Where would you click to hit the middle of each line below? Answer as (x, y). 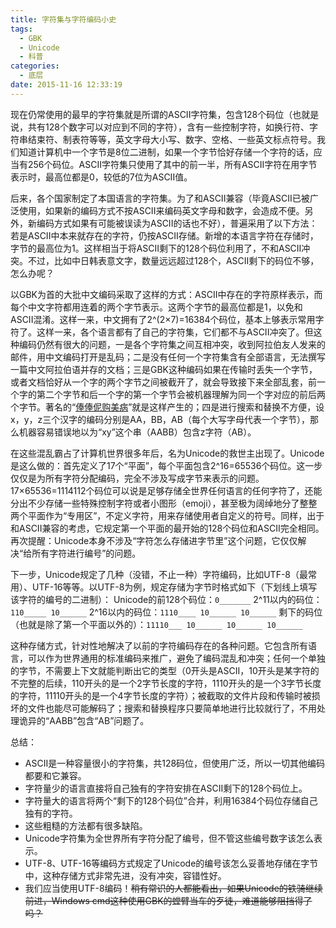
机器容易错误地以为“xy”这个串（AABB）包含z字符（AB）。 (137, 432)
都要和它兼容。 (55, 775)
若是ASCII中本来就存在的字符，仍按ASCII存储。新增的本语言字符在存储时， (164, 235)
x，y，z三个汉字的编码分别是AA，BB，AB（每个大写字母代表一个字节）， (160, 419)
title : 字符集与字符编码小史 (63, 19)
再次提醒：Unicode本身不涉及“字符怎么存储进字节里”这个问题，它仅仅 (154, 540)
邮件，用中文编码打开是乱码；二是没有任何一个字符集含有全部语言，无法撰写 (168, 357)
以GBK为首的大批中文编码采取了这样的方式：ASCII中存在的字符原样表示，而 (166, 294)
